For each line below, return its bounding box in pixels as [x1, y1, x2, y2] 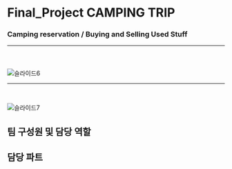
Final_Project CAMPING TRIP [7, 5, 175, 21]
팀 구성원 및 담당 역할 [7, 126, 91, 137]
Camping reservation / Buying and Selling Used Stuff [7, 30, 188, 39]
